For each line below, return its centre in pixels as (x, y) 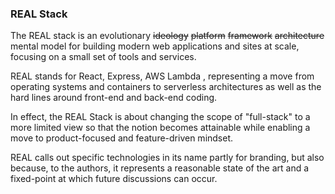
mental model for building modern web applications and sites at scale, (155, 46)
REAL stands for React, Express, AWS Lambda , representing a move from (162, 76)
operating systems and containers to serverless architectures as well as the (166, 87)
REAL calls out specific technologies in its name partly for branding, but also (167, 158)
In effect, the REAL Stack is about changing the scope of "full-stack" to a (160, 117)
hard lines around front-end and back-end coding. (114, 98)
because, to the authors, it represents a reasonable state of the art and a (160, 168)
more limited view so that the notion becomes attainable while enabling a (160, 128)
